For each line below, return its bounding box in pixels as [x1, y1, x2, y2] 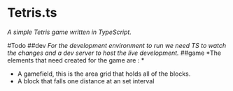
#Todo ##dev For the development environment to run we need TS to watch [7, 41, 227, 49]
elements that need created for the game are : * [7, 56, 145, 64]
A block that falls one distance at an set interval [17, 76, 155, 85]
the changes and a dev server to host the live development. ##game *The [7, 49, 222, 57]
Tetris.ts [7, 5, 57, 21]
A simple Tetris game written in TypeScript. [7, 28, 132, 36]
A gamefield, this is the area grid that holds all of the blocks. [17, 69, 191, 78]
